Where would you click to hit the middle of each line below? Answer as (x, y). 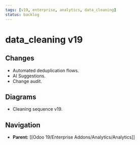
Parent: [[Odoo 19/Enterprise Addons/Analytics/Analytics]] (74, 137)
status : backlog (22, 15)
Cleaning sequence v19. (37, 109)
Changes (20, 58)
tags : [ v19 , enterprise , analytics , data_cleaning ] (61, 10)
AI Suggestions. (29, 76)
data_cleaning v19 (44, 40)
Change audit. (27, 81)
